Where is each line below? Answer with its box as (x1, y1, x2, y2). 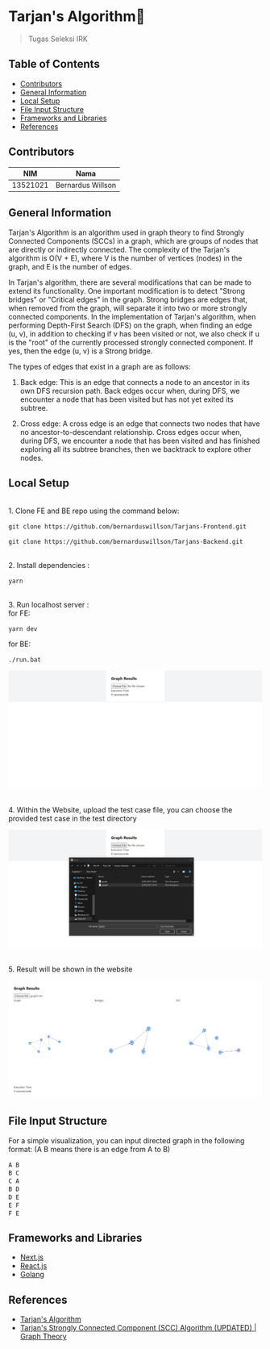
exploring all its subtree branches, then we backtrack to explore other (19, 444, 251, 454)
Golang (19, 1270, 44, 1280)
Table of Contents (8, 57, 101, 71)
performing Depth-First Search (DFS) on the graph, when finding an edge (8, 320, 252, 330)
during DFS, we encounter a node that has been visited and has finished (19, 436, 260, 445)
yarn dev (8, 625, 38, 633)
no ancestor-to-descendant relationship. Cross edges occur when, (19, 427, 243, 436)
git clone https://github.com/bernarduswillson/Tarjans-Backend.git (8, 538, 243, 546)
